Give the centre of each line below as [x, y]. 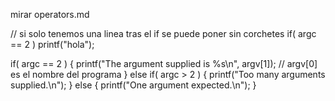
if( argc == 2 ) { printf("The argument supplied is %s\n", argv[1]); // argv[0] [164, 63]
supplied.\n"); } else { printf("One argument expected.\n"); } [133, 85]
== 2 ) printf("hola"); [52, 44]
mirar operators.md [50, 14]
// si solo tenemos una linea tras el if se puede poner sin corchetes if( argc [163, 33]
